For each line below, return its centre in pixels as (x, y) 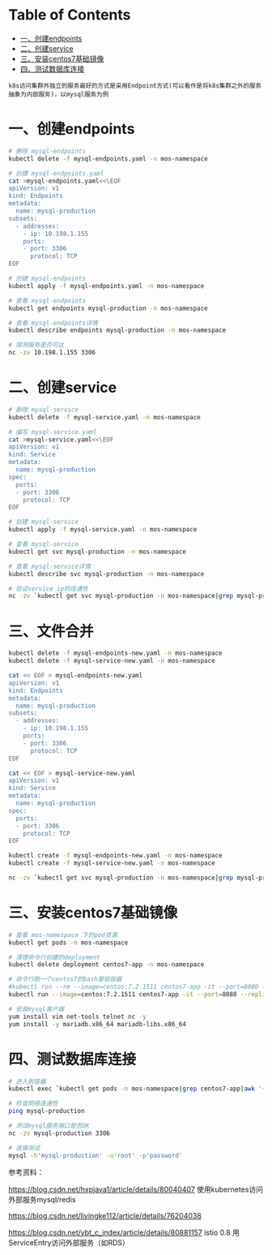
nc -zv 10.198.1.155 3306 (52, 353)
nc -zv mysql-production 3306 (59, 1133)
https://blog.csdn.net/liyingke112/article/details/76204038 (105, 1215)
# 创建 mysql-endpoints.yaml (56, 173)
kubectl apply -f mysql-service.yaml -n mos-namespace (103, 530)
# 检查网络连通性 (33, 1104)
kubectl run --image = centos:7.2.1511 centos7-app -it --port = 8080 (123, 995)
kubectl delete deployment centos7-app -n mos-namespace (106, 965)
